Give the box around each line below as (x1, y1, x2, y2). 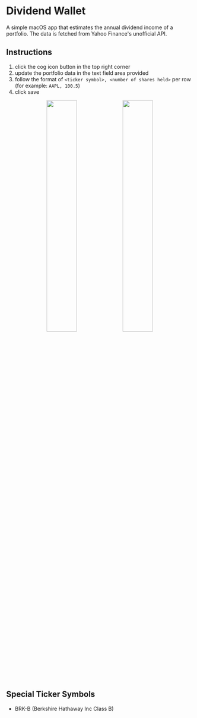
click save (14, 88, 40, 96)
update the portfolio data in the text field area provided (14, 69, 149, 77)
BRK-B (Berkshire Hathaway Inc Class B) (14, 705, 114, 712)
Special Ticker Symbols (6, 690, 96, 700)
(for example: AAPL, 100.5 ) (14, 82, 80, 89)
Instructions (6, 47, 52, 58)
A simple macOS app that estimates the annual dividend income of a (6, 24, 173, 31)
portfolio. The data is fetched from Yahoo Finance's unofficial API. (6, 30, 167, 37)
